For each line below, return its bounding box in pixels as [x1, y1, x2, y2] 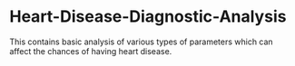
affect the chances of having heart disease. [9, 45, 172, 56]
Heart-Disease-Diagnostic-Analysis [9, 6, 287, 27]
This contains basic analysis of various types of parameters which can [9, 36, 274, 47]
